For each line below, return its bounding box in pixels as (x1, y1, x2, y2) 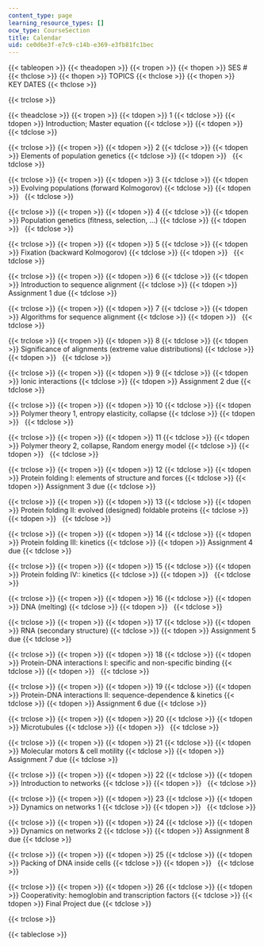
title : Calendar (8, 33, 62, 42)
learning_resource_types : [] (8, 19, 105, 27)
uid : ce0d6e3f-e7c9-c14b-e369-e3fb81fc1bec (8, 41, 155, 49)
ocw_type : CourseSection (8, 26, 90, 34)
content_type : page (8, 11, 73, 20)
